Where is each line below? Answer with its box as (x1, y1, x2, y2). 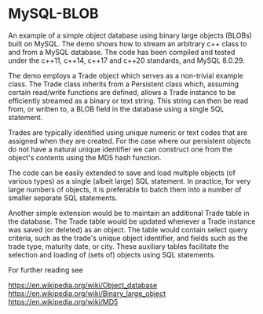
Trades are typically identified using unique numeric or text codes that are (8, 127, 247, 137)
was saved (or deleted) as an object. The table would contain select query (8, 225, 248, 234)
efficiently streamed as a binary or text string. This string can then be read (8, 96, 249, 105)
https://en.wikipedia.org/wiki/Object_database (8, 280, 158, 290)
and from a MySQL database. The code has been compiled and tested (8, 47, 236, 57)
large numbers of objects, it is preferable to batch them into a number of (8, 184, 242, 194)
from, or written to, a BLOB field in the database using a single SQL (8, 104, 225, 114)
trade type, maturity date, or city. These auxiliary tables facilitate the (8, 241, 229, 251)
